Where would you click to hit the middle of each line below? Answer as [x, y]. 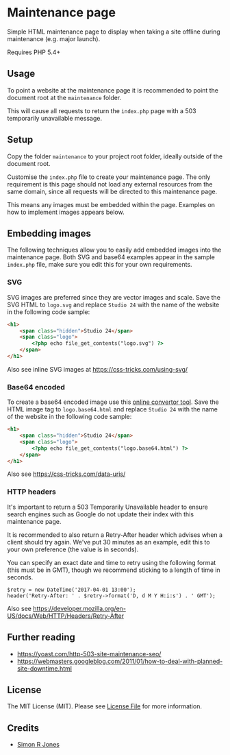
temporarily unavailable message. [55, 118]
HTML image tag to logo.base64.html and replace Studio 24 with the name [112, 409]
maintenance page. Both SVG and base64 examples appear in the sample [111, 257]
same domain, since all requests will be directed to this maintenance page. [112, 191]
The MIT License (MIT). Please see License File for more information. [104, 706]
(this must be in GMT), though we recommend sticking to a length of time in [114, 570]
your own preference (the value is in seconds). [73, 549]
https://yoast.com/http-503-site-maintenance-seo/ [89, 654]
